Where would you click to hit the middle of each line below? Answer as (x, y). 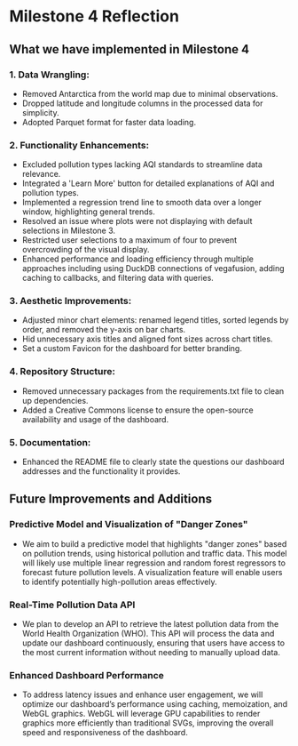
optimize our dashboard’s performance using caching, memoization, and (155, 704)
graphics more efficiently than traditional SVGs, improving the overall (148, 723)
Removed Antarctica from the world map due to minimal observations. (150, 93)
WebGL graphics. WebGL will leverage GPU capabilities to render (141, 714)
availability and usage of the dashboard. (95, 419)
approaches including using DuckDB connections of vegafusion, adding (153, 269)
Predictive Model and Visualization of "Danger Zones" (129, 525)
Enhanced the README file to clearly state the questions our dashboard (153, 462)
